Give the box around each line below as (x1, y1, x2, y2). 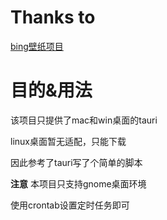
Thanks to (10, 6, 96, 29)
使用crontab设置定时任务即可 (10, 199, 130, 211)
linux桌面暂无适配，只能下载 (10, 135, 127, 147)
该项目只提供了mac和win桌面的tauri (10, 114, 158, 126)
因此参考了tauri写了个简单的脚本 (10, 156, 143, 168)
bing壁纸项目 (10, 40, 64, 52)
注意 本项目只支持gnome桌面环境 (10, 177, 147, 190)
